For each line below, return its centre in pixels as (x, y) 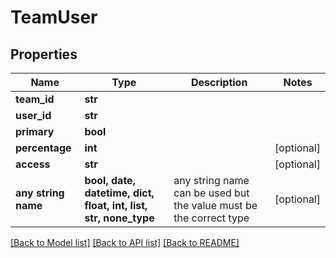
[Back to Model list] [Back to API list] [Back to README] (125, 242)
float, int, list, (116, 205)
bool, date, (110, 180)
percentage (43, 148)
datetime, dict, (119, 193)
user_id (33, 115)
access (33, 164)
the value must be (215, 205)
